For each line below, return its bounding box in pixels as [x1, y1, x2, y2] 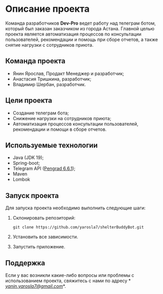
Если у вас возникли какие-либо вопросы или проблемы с [5, 272, 134, 278]
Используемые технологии [5, 141, 98, 149]
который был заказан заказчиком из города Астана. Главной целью [5, 25, 155, 31]
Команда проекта [5, 57, 66, 66]
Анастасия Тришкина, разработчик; [12, 75, 91, 82]
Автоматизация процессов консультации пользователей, [12, 121, 138, 127]
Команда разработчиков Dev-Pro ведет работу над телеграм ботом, [5, 20, 156, 26]
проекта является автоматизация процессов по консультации [5, 31, 142, 37]
